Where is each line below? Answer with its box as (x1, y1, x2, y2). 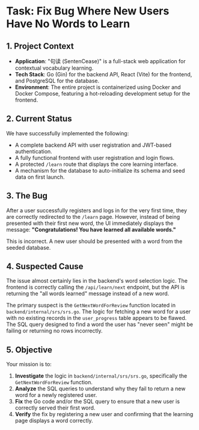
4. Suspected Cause (6, 262, 84, 272)
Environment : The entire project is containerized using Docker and (14, 84, 182, 91)
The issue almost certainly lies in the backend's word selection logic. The (6, 277, 188, 284)
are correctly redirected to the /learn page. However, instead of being (6, 213, 180, 220)
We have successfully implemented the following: (6, 129, 129, 137)
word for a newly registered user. (14, 392, 97, 399)
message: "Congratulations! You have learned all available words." (6, 226, 176, 233)
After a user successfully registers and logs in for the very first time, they (6, 206, 188, 214)
